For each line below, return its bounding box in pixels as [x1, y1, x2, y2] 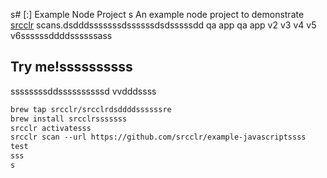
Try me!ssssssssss [10, 59, 133, 76]
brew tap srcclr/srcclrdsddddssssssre [10, 104, 172, 114]
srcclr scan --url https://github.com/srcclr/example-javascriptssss [10, 132, 307, 143]
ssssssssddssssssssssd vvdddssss [10, 85, 157, 97]
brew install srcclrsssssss [10, 114, 128, 124]
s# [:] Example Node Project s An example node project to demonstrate [10, 9, 305, 20]
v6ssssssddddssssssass [10, 30, 113, 41]
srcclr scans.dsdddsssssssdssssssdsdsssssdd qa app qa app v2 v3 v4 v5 [10, 19, 317, 31]
